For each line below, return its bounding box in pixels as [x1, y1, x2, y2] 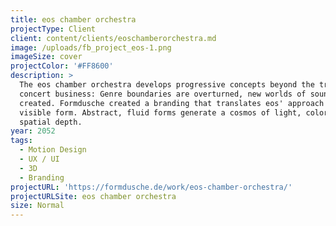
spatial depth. [19, 117, 83, 127]
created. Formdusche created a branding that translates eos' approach [19, 98, 325, 108]
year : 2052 [10, 126, 56, 136]
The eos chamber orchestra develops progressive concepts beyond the [19, 80, 315, 90]
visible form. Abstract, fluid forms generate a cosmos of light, [19, 107, 302, 118]
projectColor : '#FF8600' [10, 61, 114, 71]
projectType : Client [10, 24, 97, 34]
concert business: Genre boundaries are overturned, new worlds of [19, 89, 307, 99]
